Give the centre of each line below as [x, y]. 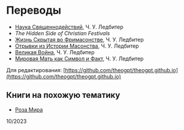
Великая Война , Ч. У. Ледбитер [55, 52]
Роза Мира [29, 109]
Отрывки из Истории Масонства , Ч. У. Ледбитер [77, 46]
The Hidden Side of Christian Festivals [62, 33]
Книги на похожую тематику [63, 95]
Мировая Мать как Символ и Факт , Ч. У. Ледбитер [79, 58]
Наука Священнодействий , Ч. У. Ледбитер [69, 27]
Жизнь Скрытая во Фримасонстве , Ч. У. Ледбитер [79, 39]
